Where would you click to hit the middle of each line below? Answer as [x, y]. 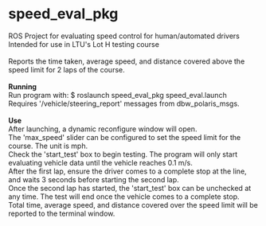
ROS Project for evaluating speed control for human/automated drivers [124, 36]
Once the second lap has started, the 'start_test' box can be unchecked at [130, 188]
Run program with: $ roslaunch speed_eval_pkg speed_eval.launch [117, 95]
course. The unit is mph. [48, 146]
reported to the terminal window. [62, 213]
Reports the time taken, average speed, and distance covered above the [127, 61]
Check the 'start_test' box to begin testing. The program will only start [123, 154]
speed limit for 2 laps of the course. [66, 69]
